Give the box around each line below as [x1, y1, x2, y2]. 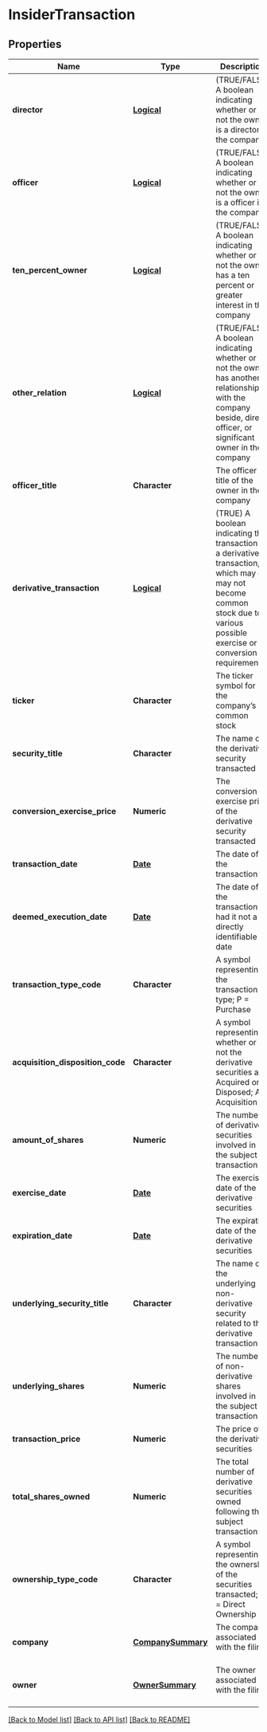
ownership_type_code [12, 1574, 99, 1585]
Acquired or [215, 1077, 260, 1087]
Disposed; [215, 1086, 253, 1098]
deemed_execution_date [12, 911, 107, 922]
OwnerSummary [132, 1679, 197, 1691]
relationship [215, 383, 260, 393]
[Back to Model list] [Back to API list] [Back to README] [8, 1715, 191, 1724]
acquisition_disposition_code [12, 1057, 126, 1067]
